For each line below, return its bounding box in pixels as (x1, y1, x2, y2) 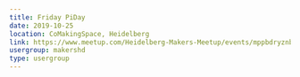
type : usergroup (9, 54, 70, 63)
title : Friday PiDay (9, 12, 87, 22)
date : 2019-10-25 (9, 21, 74, 30)
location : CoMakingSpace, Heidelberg (9, 29, 150, 38)
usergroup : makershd (9, 46, 87, 55)
